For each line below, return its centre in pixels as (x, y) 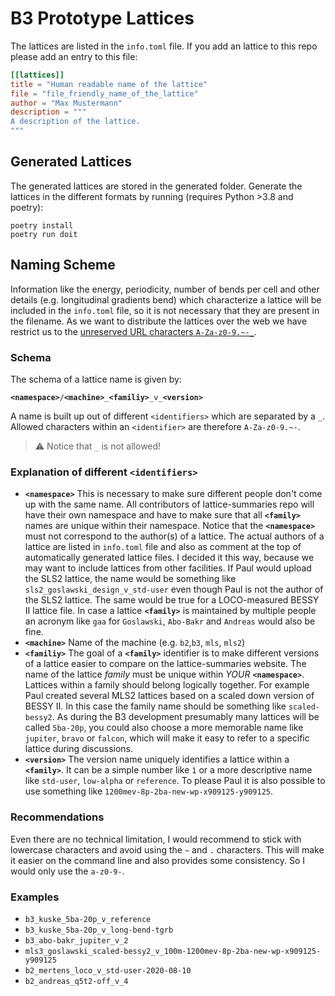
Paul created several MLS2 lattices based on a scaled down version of (169, 696)
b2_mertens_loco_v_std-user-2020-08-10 (108, 970)
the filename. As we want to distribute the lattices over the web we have (159, 321)
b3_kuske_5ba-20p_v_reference (88, 919)
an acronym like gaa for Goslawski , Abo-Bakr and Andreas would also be (170, 621)
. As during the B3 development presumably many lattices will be (185, 717)
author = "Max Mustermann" (66, 103)
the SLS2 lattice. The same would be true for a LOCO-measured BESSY (172, 600)
